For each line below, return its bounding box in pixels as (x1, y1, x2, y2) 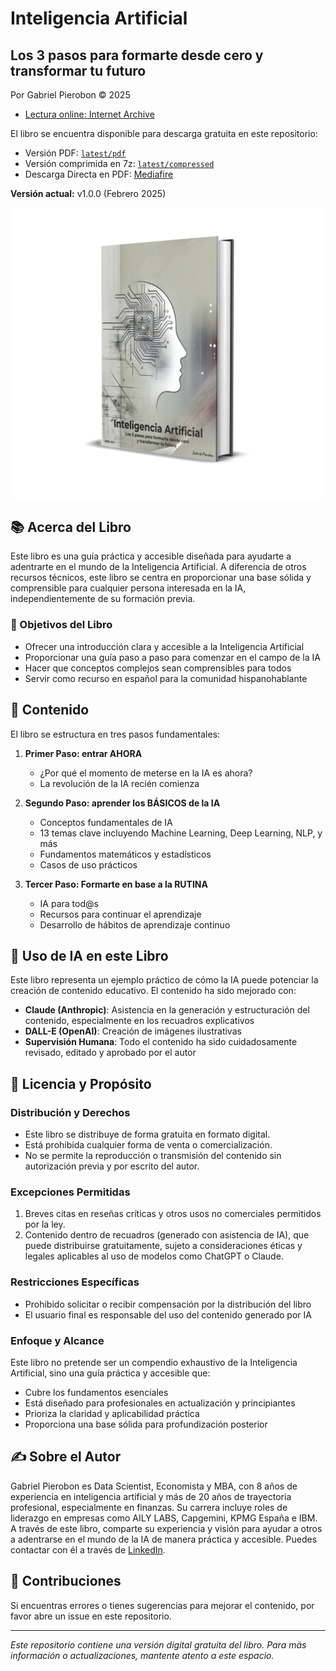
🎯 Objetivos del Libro (10, 618, 113, 632)
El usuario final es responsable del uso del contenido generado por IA (24, 1308, 312, 1321)
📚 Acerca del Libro (10, 519, 132, 536)
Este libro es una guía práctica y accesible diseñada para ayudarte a (10, 550, 292, 562)
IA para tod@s (39, 897, 99, 909)
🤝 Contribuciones (10, 1573, 122, 1590)
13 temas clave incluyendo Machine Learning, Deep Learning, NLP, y (39, 827, 323, 839)
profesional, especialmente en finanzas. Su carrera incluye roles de (10, 1501, 288, 1513)
